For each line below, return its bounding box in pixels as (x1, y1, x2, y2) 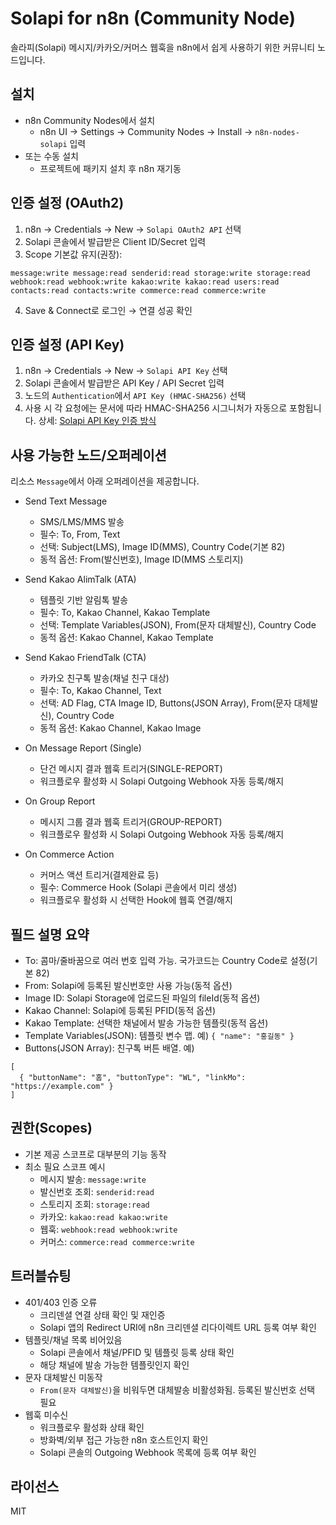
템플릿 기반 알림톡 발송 (39, 594, 129, 606)
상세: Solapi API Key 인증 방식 (38, 415, 157, 427)
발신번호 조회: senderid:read (39, 1185, 155, 1197)
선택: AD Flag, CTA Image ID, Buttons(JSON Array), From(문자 (39, 697, 292, 709)
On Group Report (24, 795, 96, 807)
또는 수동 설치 (24, 150, 79, 162)
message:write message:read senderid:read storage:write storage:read (10, 268, 311, 278)
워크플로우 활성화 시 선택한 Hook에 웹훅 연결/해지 (39, 894, 233, 906)
